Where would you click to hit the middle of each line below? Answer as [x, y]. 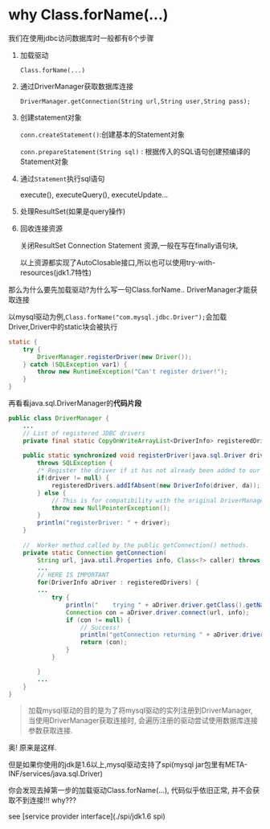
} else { [52, 493]
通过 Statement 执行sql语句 [62, 178]
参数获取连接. [50, 731]
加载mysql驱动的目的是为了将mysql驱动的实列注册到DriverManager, [140, 711]
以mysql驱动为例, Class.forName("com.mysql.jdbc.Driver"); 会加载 [118, 316]
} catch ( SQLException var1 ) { [75, 364]
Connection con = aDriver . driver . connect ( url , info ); [157, 612]
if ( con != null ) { [98, 620]
